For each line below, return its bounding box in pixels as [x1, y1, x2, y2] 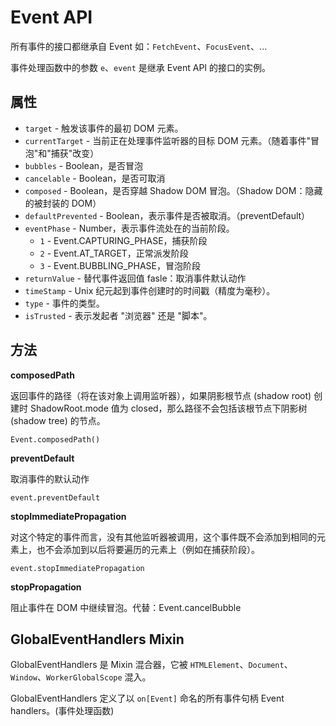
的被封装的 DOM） [24, 197, 102, 209]
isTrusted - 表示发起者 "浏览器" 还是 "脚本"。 [24, 309, 213, 321]
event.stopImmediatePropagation [10, 563, 145, 573]
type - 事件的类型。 [24, 297, 105, 309]
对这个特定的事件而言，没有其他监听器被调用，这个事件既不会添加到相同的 [10, 531, 317, 543]
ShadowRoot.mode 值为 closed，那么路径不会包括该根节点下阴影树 [29, 402, 308, 414]
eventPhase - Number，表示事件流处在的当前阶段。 [24, 222, 235, 234]
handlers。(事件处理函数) [10, 705, 115, 717]
